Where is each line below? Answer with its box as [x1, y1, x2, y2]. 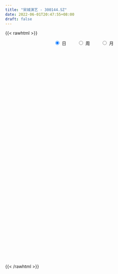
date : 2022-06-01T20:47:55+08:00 [5, 12, 75, 17]
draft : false [5, 16, 32, 21]
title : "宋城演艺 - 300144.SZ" [5, 7, 67, 12]
